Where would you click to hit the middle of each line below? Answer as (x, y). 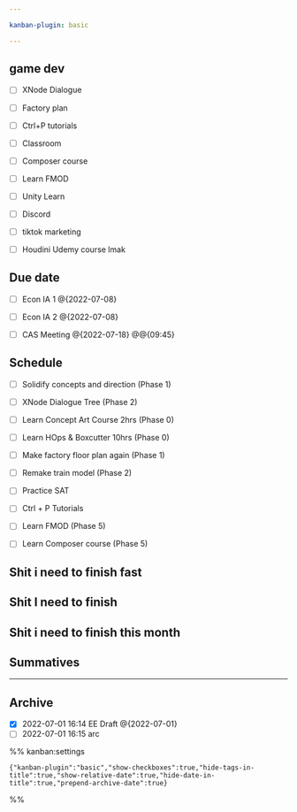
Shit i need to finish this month (95, 632)
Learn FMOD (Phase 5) (64, 526)
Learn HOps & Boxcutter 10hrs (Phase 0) (95, 438)
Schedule (36, 363)
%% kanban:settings (47, 752)
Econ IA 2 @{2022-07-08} (70, 317)
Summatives (45, 663)
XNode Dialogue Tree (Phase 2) (80, 402)
